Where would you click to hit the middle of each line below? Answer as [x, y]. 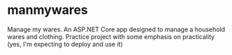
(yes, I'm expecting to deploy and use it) [65, 44]
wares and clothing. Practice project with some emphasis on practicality [111, 36]
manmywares [48, 10]
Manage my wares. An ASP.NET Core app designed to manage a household [116, 29]
